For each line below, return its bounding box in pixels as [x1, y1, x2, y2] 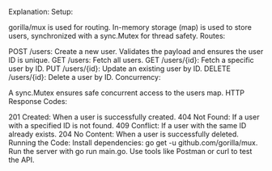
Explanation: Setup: [8, 7, 74, 16]
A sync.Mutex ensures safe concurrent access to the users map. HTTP [8, 88, 245, 98]
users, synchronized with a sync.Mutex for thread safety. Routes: [8, 31, 226, 40]
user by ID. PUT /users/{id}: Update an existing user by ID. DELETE [8, 64, 231, 73]
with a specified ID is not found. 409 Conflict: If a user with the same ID [8, 121, 247, 130]
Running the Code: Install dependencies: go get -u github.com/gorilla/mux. [8, 138, 258, 148]
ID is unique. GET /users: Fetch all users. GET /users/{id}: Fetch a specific [8, 56, 255, 65]
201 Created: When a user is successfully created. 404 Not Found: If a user [8, 112, 260, 122]
